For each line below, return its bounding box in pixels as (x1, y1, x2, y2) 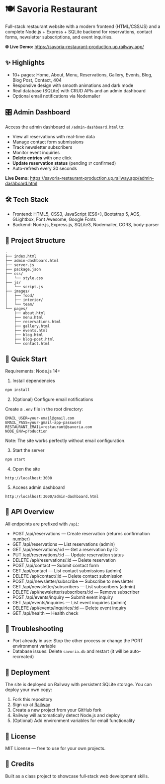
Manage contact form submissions (12, 139, 83, 145)
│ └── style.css (5, 276, 43, 281)
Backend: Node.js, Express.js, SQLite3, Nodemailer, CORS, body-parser (12, 222, 159, 228)
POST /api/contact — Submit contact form (12, 562, 99, 568)
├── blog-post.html (14, 337, 55, 342)
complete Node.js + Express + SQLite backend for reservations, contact (5, 28, 153, 34)
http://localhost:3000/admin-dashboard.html (5, 494, 99, 499)
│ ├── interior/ (5, 298, 43, 303)
